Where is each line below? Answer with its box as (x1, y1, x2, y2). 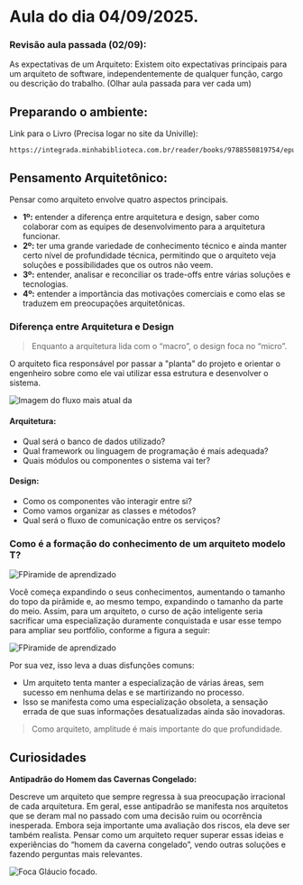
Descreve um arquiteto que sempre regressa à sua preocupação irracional (9, 791, 286, 802)
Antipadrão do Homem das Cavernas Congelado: (9, 773, 197, 784)
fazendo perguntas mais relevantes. (9, 848, 142, 859)
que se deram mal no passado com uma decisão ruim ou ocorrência (9, 810, 263, 821)
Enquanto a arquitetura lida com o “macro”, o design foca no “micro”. (31, 341, 287, 352)
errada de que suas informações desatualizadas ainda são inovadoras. (22, 706, 286, 717)
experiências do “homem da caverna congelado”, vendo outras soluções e (9, 839, 287, 850)
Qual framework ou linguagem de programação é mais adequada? (22, 445, 269, 456)
